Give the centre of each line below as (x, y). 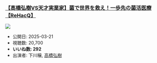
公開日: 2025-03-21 (33, 36)
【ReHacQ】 (21, 15)
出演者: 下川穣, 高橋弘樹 (37, 55)
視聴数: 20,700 (28, 43)
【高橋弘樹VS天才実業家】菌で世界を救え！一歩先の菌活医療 (78, 7)
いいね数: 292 (27, 49)
